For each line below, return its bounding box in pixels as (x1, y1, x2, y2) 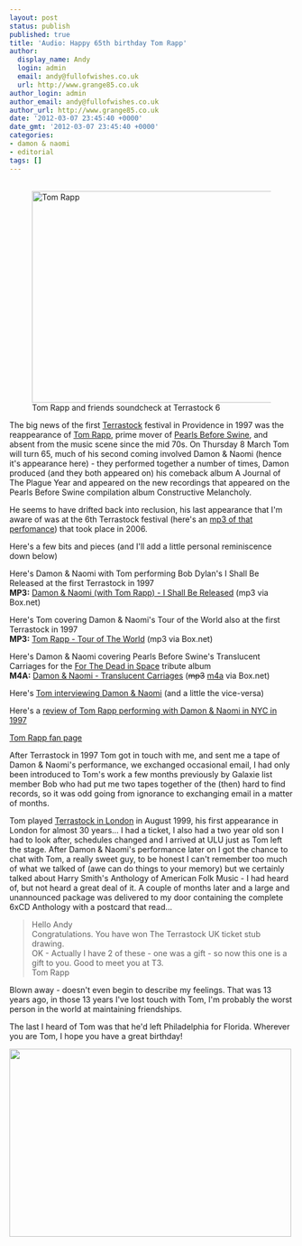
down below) (9, 550, 59, 561)
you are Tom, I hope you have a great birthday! (9, 1030, 183, 1041)
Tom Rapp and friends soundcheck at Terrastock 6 (32, 402, 221, 413)
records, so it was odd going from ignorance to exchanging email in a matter (9, 787, 293, 799)
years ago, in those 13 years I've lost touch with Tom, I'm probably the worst (9, 994, 293, 1005)
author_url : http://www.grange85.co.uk (9, 106, 160, 115)
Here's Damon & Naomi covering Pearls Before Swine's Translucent (9, 651, 261, 662)
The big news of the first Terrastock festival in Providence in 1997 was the (9, 419, 284, 430)
